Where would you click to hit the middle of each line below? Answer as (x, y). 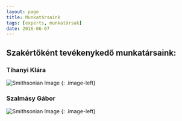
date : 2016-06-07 (28, 28)
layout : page (23, 12)
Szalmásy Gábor (31, 98)
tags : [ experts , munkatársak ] (44, 23)
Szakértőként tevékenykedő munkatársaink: (91, 52)
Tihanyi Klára (26, 69)
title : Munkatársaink (33, 17)
